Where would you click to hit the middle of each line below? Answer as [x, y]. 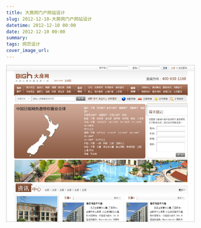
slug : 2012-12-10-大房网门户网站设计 [49, 19]
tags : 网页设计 [23, 44]
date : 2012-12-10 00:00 [36, 32]
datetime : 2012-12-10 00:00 [41, 25]
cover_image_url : [28, 51]
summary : [17, 38]
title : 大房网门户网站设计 [36, 13]
